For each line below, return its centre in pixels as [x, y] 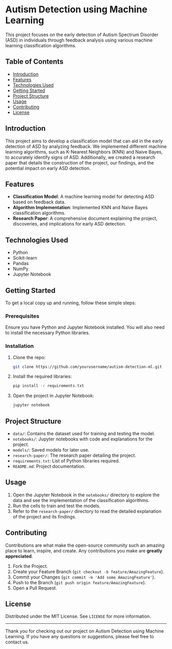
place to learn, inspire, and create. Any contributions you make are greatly [84, 550]
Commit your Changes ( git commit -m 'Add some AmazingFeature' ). [84, 577]
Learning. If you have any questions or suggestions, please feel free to [80, 637]
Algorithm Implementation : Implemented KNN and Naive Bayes [80, 208]
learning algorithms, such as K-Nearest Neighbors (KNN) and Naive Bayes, [84, 152]
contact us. [17, 642]
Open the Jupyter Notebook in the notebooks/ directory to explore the [86, 495]
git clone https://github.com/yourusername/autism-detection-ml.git [87, 367]
